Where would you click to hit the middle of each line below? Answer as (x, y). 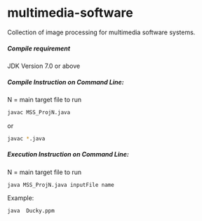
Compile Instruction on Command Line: (66, 82)
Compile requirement (39, 48)
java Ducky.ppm (31, 211)
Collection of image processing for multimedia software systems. (101, 32)
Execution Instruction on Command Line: (68, 155)
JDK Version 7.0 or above (44, 66)
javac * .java (26, 138)
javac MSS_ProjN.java (39, 112)
